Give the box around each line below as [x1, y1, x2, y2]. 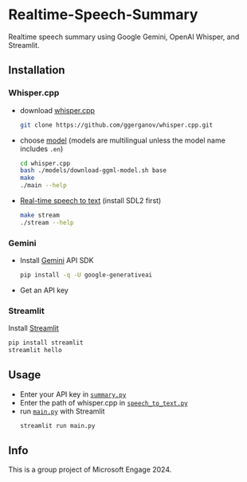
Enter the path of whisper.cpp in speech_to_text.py [19, 398, 189, 407]
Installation [8, 64, 65, 77]
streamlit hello [8, 347, 62, 355]
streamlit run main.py [19, 421, 96, 429]
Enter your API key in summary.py [19, 389, 127, 399]
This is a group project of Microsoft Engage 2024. [8, 464, 172, 475]
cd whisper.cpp [19, 159, 71, 167]
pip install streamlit [8, 339, 84, 347]
